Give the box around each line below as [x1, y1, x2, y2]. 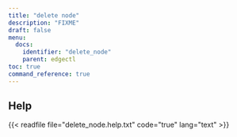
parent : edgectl [22, 56, 77, 64]
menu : [8, 33, 26, 42]
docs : [15, 41, 34, 49]
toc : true [8, 63, 41, 71]
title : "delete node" [8, 11, 80, 20]
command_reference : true [8, 70, 90, 78]
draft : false [8, 26, 52, 34]
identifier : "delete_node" [22, 48, 112, 56]
